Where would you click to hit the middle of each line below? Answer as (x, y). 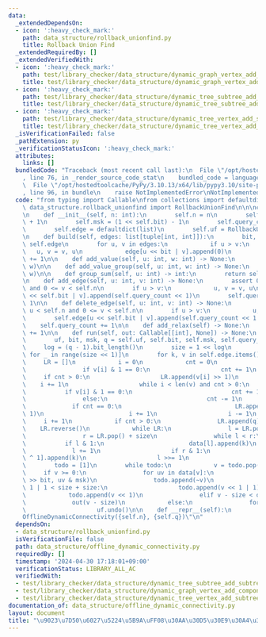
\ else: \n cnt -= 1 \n (133, 399)
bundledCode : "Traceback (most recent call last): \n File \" (120, 171)
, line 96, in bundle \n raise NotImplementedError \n (117, 192)
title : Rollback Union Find (68, 45)
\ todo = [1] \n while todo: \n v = (123, 466)
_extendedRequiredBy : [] (56, 52)
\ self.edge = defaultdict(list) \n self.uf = (123, 230)
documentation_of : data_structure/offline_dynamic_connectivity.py (122, 605)
